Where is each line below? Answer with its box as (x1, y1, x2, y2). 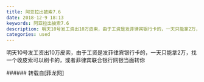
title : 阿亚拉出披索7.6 (6, 9, 61, 15)
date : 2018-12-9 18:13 (6, 15, 64, 21)
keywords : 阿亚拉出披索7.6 (6, 20, 69, 26)
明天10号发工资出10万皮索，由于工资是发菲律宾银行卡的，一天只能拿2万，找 (6, 49, 197, 56)
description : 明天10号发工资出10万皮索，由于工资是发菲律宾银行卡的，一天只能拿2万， (6, 26, 201, 32)
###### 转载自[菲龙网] (6, 69, 65, 77)
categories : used (6, 32, 51, 38)
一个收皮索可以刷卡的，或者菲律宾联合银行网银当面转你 (6, 56, 145, 64)
